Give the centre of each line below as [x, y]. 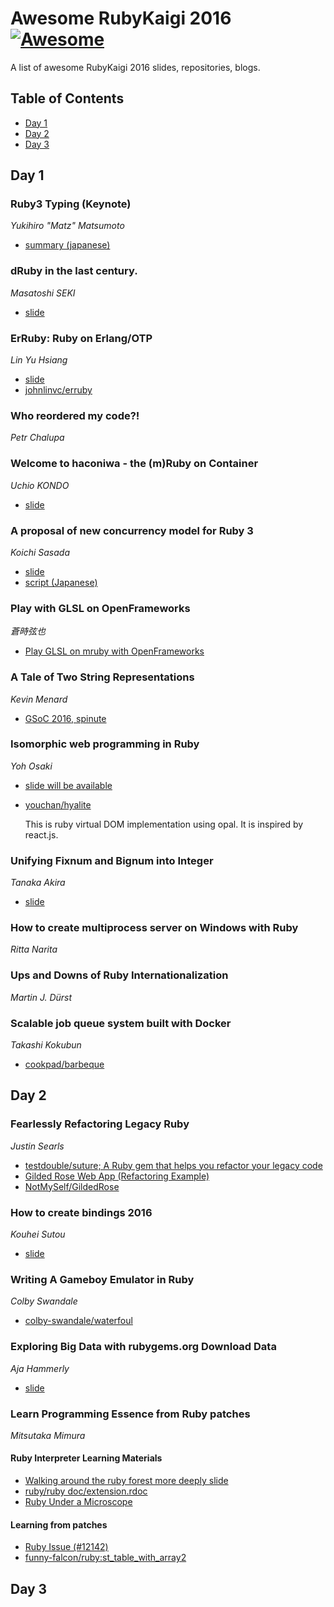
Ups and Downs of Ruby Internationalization [119, 975]
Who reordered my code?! [75, 415]
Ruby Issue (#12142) [66, 1547]
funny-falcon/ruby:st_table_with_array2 [105, 1558]
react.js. [41, 834]
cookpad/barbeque [64, 1064]
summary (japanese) [67, 245]
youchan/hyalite [58, 804]
